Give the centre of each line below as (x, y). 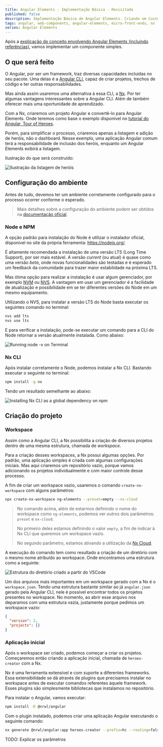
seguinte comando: (24, 721)
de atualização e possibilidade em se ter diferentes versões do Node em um (81, 287)
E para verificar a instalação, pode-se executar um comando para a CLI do (80, 330)
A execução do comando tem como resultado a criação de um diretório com (81, 552)
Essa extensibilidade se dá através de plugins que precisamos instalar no (78, 678)
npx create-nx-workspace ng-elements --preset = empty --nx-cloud (71, 499)
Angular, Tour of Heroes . (30, 123)
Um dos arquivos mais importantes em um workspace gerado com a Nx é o (81, 581)
